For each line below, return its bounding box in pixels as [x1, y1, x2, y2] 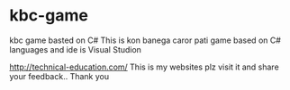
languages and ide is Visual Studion [9, 44, 142, 54]
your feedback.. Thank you [9, 70, 110, 81]
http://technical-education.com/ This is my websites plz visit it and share [9, 61, 279, 72]
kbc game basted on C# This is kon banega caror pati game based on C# [9, 35, 282, 45]
